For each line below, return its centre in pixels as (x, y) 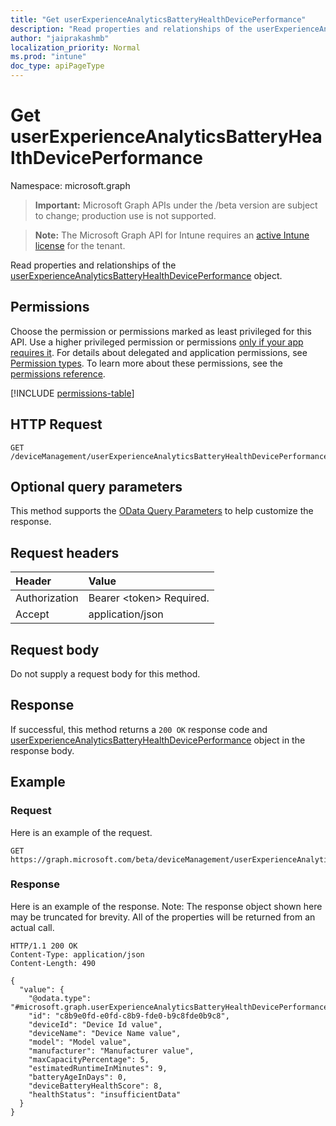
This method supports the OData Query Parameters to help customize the (162, 511)
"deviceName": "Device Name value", (105, 1033)
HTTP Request (56, 424)
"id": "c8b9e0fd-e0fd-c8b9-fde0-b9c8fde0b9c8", (129, 1016)
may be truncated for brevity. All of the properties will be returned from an (163, 917)
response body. (42, 750)
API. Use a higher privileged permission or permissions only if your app (157, 342)
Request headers (65, 552)
